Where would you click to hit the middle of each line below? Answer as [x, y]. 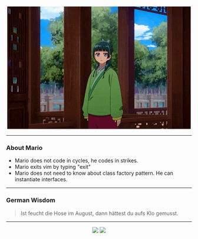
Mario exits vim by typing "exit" [53, 167]
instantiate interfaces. [41, 179]
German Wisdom [31, 200]
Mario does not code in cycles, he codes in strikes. [76, 161]
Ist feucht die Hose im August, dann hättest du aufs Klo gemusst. [99, 213]
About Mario [24, 148]
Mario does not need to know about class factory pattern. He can [94, 173]
